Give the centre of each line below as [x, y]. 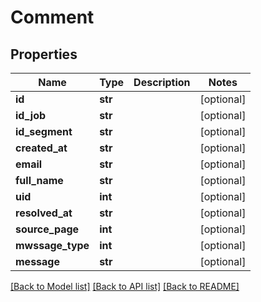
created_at [41, 148]
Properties [44, 54]
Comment [52, 17]
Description [162, 82]
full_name [39, 180]
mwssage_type [52, 245]
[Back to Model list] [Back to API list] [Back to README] [125, 286]
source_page [47, 229]
